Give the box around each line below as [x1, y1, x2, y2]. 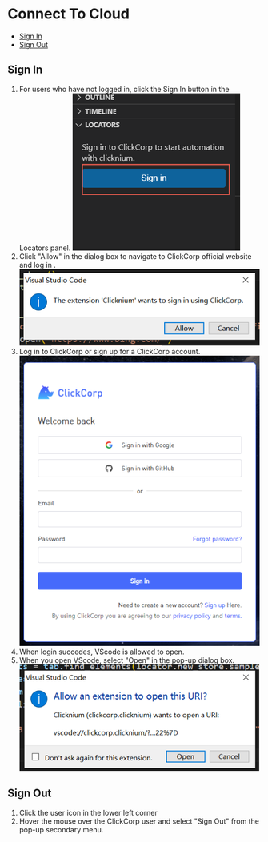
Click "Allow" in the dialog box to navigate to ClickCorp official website [18, 251, 252, 261]
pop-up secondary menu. [18, 824, 104, 834]
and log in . [18, 260, 57, 269]
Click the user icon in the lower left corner [18, 808, 158, 817]
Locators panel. [18, 243, 71, 253]
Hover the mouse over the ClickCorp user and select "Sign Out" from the [18, 816, 259, 826]
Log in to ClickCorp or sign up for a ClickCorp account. [18, 346, 201, 356]
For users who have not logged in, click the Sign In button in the [18, 84, 230, 94]
